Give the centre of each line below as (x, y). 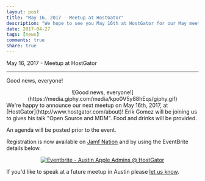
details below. (24, 148)
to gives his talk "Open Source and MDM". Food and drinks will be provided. (102, 118)
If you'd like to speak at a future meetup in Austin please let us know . (93, 171)
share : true (21, 46)
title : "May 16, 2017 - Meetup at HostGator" (65, 18)
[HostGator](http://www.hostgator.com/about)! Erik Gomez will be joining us (102, 111)
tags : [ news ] (23, 35)
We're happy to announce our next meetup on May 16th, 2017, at (87, 105)
